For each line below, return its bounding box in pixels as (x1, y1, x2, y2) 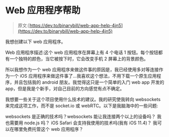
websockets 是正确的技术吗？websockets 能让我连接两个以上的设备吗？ (5, 113, 156, 119)
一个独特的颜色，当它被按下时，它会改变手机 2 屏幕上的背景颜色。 (9, 55, 149, 61)
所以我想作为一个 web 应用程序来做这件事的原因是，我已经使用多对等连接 (5, 66, 159, 73)
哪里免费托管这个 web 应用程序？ (14, 126, 84, 132)
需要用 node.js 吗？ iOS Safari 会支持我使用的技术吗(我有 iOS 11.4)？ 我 (9, 120, 158, 126)
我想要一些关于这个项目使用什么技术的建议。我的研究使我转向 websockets (5, 96, 161, 102)
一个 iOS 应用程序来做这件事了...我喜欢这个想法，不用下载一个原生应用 (9, 73, 157, 79)
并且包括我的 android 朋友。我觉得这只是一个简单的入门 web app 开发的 (14, 79, 164, 85)
